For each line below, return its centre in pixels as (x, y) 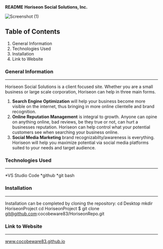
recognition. (24, 112)
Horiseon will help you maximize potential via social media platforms (80, 142)
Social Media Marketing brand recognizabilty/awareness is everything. (83, 138)
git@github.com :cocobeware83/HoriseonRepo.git (55, 213)
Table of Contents (33, 32)
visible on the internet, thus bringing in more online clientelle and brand (83, 107)
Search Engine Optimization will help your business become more (79, 101)
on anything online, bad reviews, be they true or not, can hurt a (75, 122)
